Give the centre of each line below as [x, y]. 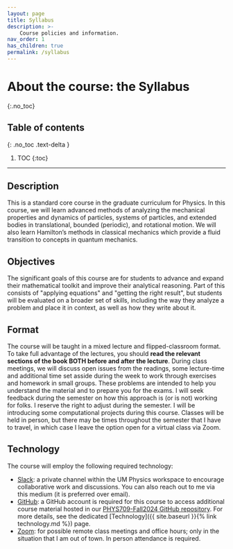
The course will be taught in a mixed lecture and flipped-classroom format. [114, 346]
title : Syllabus [31, 20]
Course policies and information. [69, 33]
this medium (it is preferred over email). [74, 494]
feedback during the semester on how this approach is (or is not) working [112, 398]
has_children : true [35, 46]
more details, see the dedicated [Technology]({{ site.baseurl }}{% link [117, 516]
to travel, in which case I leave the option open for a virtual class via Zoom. [114, 428]
